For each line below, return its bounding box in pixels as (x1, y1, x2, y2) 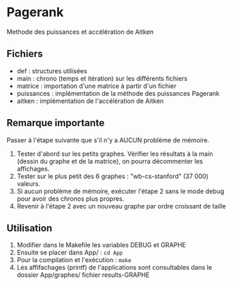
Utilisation (6, 222, 53, 234)
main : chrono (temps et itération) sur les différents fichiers (16, 74, 188, 82)
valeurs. (16, 179, 40, 187)
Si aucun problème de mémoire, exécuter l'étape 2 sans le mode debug (16, 187, 225, 195)
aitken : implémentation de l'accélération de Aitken (16, 97, 164, 105)
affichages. (16, 164, 50, 173)
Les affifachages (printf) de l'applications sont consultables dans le (16, 263, 213, 272)
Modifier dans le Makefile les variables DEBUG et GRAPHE (16, 241, 187, 249)
